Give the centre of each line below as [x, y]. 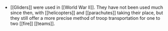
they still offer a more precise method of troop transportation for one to [85, 18]
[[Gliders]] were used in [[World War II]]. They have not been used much [87, 7]
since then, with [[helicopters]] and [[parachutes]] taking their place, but [87, 13]
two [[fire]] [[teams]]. [33, 23]
